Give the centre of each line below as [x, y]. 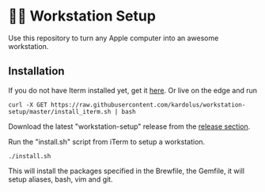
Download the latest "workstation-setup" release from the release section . [129, 126]
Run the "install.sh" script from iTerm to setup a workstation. [107, 141]
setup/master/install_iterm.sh [60, 111]
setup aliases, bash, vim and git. [61, 179]
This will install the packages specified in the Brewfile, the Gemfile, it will [127, 171]
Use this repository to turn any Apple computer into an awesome [114, 38]
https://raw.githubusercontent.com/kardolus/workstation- [148, 105]
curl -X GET [28, 105]
